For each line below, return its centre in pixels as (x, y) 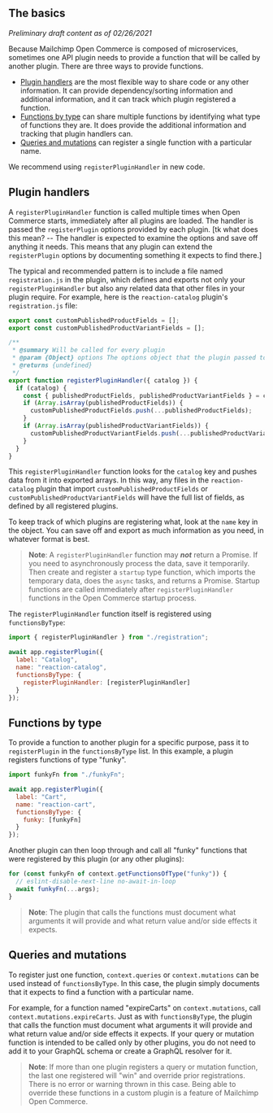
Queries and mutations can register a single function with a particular (136, 142)
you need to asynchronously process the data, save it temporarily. (139, 564)
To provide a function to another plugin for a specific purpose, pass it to (129, 743)
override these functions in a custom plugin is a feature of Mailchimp (143, 1093)
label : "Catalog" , (47, 660)
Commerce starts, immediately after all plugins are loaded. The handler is (131, 220)
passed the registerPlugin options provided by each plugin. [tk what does (133, 229)
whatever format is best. (49, 539)
